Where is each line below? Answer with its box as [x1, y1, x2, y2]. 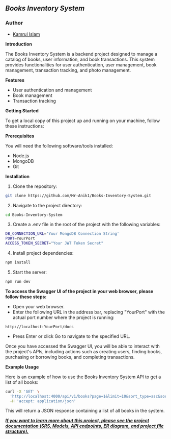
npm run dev [5, 279, 31, 284]
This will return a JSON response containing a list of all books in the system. [5, 408, 165, 414]
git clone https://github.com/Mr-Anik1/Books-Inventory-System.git [5, 193, 152, 198]
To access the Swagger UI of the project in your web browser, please [5, 288, 154, 294]
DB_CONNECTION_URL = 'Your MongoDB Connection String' [5, 231, 120, 236]
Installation [5, 173, 30, 179]
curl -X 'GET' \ [5, 389, 40, 394]
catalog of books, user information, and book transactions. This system [5, 56, 155, 62]
